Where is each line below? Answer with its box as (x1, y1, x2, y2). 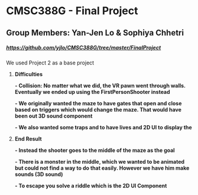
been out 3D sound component (14, 112, 93, 119)
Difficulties (14, 70, 43, 77)
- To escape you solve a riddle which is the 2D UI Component (14, 182, 167, 189)
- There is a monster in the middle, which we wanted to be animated (14, 158, 185, 165)
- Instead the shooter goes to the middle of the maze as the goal (14, 147, 176, 154)
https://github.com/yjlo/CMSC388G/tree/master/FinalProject (6, 44, 161, 51)
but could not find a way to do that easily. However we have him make (14, 164, 190, 171)
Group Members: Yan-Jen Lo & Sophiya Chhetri (6, 28, 184, 38)
